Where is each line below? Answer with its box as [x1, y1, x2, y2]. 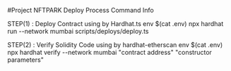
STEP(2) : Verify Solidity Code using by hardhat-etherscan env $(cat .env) [7, 41, 223, 49]
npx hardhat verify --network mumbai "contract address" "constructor [7, 49, 212, 56]
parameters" [7, 56, 44, 64]
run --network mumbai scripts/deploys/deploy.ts [7, 27, 149, 35]
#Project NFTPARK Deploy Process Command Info [7, 6, 154, 14]
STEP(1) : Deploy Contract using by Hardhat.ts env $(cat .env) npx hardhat [7, 20, 224, 27]
